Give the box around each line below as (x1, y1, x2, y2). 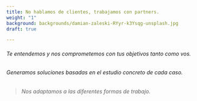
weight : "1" (6, 15, 37, 21)
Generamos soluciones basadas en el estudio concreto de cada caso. (6, 69, 183, 76)
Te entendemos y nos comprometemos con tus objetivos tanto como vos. (6, 50, 192, 57)
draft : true (6, 26, 37, 32)
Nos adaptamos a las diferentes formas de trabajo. (21, 88, 151, 95)
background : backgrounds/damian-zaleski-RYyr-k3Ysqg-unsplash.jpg (6, 20, 179, 26)
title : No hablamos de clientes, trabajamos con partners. (6, 9, 160, 15)
